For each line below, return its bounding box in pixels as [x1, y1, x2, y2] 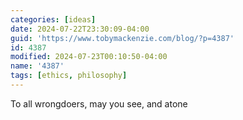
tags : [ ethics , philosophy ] [10, 71, 128, 81]
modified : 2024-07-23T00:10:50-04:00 [10, 52, 168, 62]
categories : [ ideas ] [10, 14, 97, 25]
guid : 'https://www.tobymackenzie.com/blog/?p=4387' [10, 33, 235, 43]
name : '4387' [10, 61, 65, 71]
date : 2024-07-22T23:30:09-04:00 [10, 24, 150, 34]
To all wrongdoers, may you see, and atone [10, 97, 188, 110]
